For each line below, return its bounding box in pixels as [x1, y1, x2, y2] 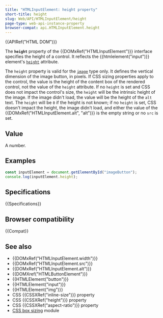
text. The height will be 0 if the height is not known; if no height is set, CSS [5, 100, 157, 106]
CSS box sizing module [12, 307, 59, 313]
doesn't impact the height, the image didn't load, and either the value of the [5, 105, 158, 111]
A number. [5, 142, 26, 148]
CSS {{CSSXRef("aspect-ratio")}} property [12, 302, 99, 308]
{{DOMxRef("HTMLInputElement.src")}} [12, 261, 93, 266]
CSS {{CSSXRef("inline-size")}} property [12, 291, 95, 297]
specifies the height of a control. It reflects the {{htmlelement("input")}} [5, 53, 150, 59]
